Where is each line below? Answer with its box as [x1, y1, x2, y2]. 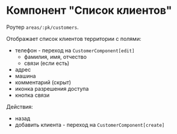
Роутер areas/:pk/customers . [6, 23, 79, 31]
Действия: [6, 103, 33, 110]
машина [14, 72, 36, 79]
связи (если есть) [23, 59, 70, 67]
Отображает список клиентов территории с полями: [6, 35, 141, 42]
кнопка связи [14, 91, 50, 99]
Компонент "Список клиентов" [6, 4, 172, 17]
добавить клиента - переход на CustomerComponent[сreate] [14, 121, 165, 128]
